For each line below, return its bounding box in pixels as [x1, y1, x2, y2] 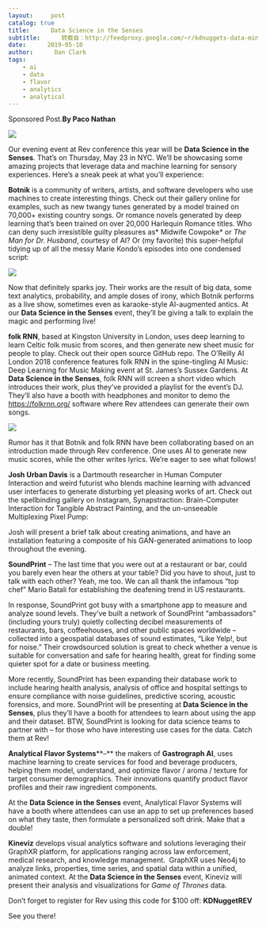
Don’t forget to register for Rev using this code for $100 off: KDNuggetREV [8, 896, 253, 906]
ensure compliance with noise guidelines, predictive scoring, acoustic [8, 691, 236, 701]
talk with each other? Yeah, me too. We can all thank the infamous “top [8, 576, 239, 586]
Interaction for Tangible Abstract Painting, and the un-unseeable [8, 504, 218, 514]
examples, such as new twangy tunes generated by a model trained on [8, 202, 239, 212]
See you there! [8, 911, 56, 921]
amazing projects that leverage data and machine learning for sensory [8, 162, 237, 171]
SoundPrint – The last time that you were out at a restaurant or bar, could [8, 559, 248, 569]
